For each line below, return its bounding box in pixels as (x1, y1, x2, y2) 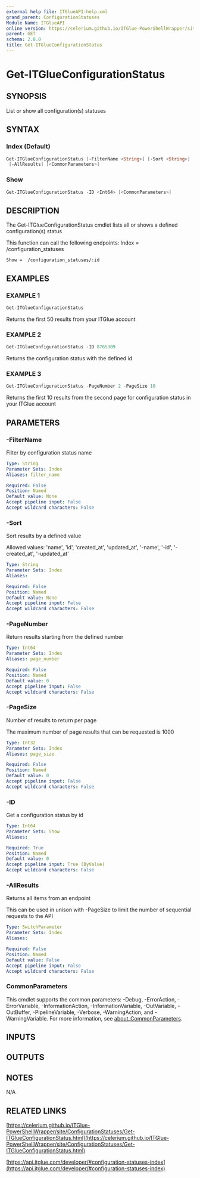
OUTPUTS (6, 1052, 45, 1062)
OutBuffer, (6, 1009, 32, 1016)
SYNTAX (6, 125, 40, 135)
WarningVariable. (6, 1015, 49, 1022)
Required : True (6, 845, 44, 851)
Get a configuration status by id (6, 812, 83, 819)
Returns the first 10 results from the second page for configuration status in (6, 394, 192, 401)
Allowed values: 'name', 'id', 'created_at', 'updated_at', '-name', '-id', (6, 544, 173, 551)
